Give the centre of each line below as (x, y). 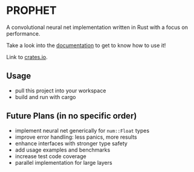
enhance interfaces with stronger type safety (71, 143)
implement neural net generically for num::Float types (82, 130)
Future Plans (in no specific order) (72, 116)
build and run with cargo (45, 97)
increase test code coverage (50, 156)
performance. (23, 33)
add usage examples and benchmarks (63, 150)
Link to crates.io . (27, 57)
